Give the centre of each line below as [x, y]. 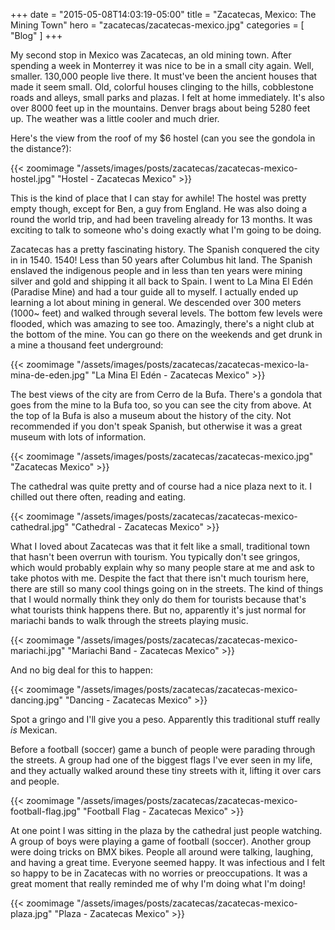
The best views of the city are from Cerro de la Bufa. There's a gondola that [166, 394]
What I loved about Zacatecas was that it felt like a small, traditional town [160, 546]
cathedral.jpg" [40, 527]
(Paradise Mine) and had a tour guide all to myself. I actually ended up [154, 292]
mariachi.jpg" [38, 650]
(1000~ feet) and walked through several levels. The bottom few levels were [166, 313]
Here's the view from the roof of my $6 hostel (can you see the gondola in [163, 138]
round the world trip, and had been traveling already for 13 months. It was [161, 219]
